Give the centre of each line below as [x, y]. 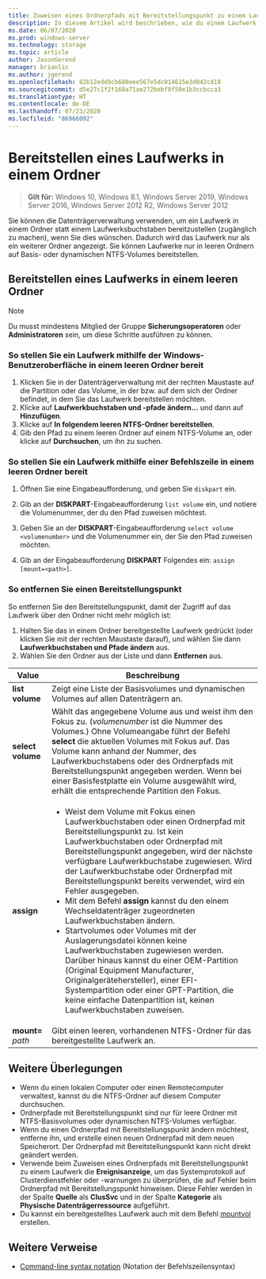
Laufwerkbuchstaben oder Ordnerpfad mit [144, 841]
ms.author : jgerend [40, 75]
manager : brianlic [38, 67]
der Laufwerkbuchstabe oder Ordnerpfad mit [148, 871]
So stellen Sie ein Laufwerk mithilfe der [85, 355]
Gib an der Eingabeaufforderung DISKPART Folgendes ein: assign [127, 561]
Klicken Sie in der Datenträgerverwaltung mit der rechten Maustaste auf [137, 382]
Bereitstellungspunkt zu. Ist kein [124, 831]
